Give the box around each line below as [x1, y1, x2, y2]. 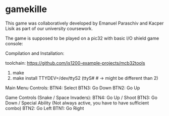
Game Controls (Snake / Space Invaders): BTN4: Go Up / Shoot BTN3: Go [5, 94, 158, 100]
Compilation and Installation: [5, 50, 65, 56]
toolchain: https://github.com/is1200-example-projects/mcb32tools [5, 60, 145, 66]
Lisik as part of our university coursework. [5, 25, 93, 31]
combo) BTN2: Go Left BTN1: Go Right [5, 105, 84, 111]
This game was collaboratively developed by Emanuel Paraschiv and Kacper [5, 20, 164, 26]
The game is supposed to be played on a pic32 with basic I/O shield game [5, 35, 159, 41]
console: [5, 40, 24, 46]
